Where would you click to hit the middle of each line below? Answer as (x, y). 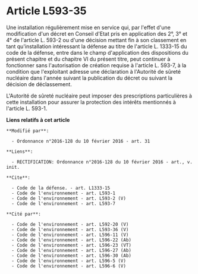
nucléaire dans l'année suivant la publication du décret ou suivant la (89, 78)
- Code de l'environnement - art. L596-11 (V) (70, 235)
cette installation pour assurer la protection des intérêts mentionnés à (91, 102)
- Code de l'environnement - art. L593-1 (64, 193)
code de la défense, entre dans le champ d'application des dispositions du (98, 52)
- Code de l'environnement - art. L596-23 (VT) (72, 245)
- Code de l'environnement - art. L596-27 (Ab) (72, 250)
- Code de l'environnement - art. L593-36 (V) (70, 229)
